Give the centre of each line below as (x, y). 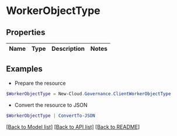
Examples (24, 69)
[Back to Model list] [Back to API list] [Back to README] (73, 127)
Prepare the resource (40, 83)
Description (68, 49)
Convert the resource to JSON (51, 105)
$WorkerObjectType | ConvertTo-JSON (51, 116)
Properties (26, 32)
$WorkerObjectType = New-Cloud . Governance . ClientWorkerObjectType (88, 94)
